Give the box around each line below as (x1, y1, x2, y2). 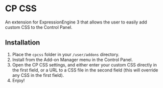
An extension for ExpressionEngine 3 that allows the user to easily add (5, 19, 147, 25)
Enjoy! (12, 77, 25, 83)
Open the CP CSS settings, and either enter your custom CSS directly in (12, 62, 157, 67)
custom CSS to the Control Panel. (5, 24, 72, 30)
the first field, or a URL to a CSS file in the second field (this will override (12, 67, 158, 73)
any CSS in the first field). (12, 72, 64, 78)
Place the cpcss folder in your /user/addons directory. (12, 51, 119, 57)
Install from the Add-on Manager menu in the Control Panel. (12, 57, 133, 63)
